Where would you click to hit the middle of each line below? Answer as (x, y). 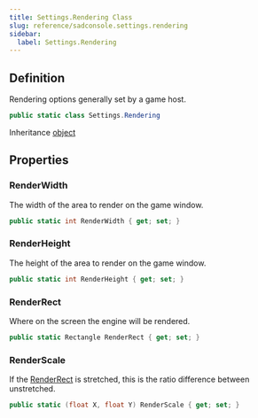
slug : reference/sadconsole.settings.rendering (99, 26)
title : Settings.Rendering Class (71, 17)
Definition (37, 77)
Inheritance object (43, 132)
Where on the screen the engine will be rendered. (100, 321)
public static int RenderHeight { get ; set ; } (97, 279)
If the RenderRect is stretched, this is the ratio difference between (129, 379)
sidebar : (25, 34)
